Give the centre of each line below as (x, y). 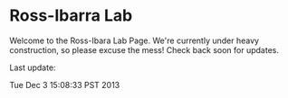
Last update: (33, 67)
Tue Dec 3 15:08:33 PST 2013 (65, 85)
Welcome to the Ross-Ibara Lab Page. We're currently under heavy (134, 40)
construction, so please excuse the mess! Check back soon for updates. (144, 49)
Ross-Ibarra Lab (71, 16)
